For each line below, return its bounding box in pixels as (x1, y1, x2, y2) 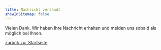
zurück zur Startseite (5, 39, 48, 45)
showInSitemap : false (5, 12, 50, 17)
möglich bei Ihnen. (5, 30, 43, 36)
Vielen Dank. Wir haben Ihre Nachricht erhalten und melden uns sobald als (5, 25, 157, 31)
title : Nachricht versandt (5, 7, 61, 12)
